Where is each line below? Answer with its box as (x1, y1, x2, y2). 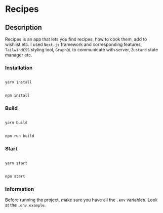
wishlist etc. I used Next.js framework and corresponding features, (5, 42, 142, 47)
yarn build (5, 120, 28, 126)
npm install (5, 93, 30, 98)
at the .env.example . (5, 202, 46, 208)
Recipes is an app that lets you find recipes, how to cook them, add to (5, 36, 147, 42)
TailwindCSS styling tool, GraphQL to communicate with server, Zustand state (5, 47, 158, 52)
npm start (5, 174, 26, 179)
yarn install (5, 80, 32, 85)
